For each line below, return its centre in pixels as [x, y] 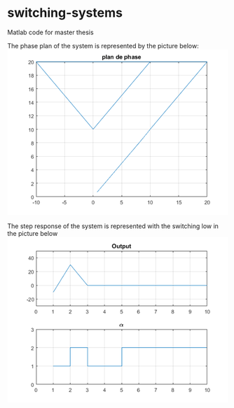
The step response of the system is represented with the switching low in [113, 226]
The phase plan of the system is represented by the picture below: [103, 45]
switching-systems [65, 13]
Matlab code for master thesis [50, 32]
